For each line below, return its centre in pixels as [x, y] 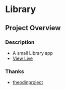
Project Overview [33, 28]
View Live [23, 58]
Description [20, 42]
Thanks [15, 71]
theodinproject [28, 82]
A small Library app [32, 53]
